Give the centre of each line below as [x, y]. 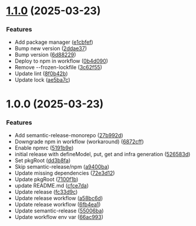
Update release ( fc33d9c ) [46, 192]
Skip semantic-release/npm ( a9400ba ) [62, 166]
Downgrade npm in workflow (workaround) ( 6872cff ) [79, 141]
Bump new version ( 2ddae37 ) [51, 49]
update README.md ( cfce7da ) [52, 185]
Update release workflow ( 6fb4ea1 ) [58, 204]
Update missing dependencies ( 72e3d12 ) [65, 173]
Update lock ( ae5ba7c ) [43, 80]
